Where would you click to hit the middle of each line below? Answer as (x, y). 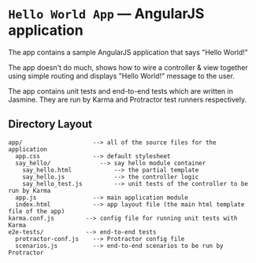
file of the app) (37, 211)
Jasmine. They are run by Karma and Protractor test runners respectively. (127, 99)
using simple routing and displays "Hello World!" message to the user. (121, 76)
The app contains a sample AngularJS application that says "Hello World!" (128, 52)
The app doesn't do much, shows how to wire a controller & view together (128, 67)
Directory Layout (50, 124)
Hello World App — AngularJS (106, 14)
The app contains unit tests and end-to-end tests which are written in (121, 91)
